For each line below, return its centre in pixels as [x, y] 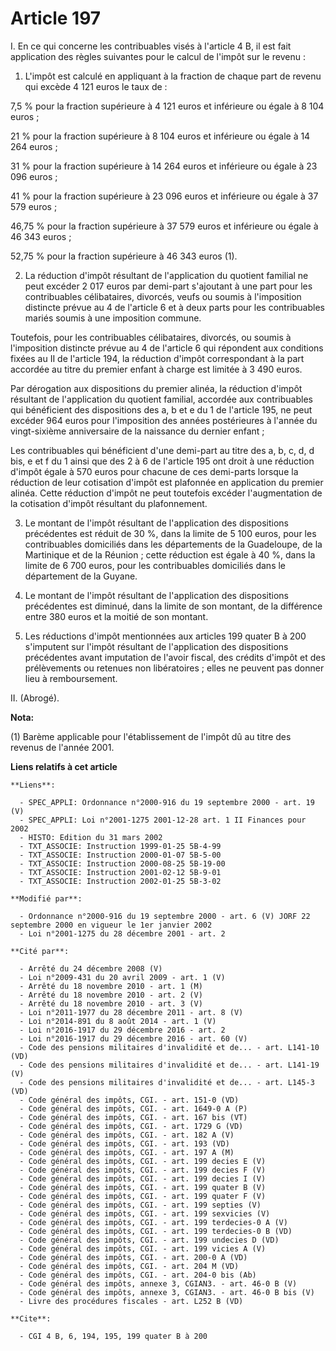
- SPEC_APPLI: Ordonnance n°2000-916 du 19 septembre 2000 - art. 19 [167, 802]
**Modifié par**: [46, 898]
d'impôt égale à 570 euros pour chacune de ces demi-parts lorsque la [154, 471]
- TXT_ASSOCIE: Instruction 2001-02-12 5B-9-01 [120, 872]
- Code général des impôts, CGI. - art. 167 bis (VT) [133, 1117]
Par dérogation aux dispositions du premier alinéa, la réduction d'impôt [156, 388]
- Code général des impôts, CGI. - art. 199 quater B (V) [143, 1187]
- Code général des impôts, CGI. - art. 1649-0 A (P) [133, 1108]
